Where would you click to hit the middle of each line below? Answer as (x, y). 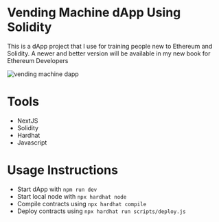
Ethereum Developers (38, 60)
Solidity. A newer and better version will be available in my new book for (109, 53)
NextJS (27, 121)
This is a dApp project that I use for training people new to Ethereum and (110, 46)
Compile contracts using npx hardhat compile (82, 203)
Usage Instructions (63, 170)
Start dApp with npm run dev (57, 189)
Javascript (32, 143)
